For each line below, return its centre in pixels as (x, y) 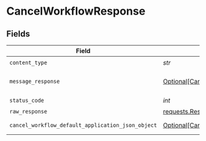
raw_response (29, 111)
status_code (27, 100)
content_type (29, 63)
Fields (18, 34)
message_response (35, 81)
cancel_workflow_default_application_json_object (83, 125)
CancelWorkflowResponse (76, 11)
